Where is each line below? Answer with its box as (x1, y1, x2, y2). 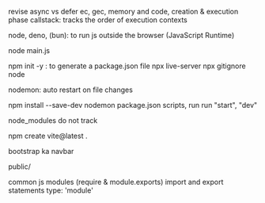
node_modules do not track (8, 116, 98, 125)
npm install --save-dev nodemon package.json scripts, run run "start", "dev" (8, 101, 258, 109)
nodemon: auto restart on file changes (8, 85, 133, 94)
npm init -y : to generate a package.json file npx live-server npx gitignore (8, 61, 247, 71)
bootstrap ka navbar (8, 147, 74, 155)
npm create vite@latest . (8, 131, 88, 140)
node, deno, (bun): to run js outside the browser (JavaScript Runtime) (8, 31, 235, 40)
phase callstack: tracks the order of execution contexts (8, 15, 187, 25)
